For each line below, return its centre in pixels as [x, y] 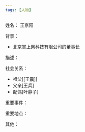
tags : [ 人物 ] [18, 10]
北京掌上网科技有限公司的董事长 [46, 47]
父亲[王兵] [23, 85]
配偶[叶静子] [26, 91]
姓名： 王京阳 [19, 25]
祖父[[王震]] [25, 79]
